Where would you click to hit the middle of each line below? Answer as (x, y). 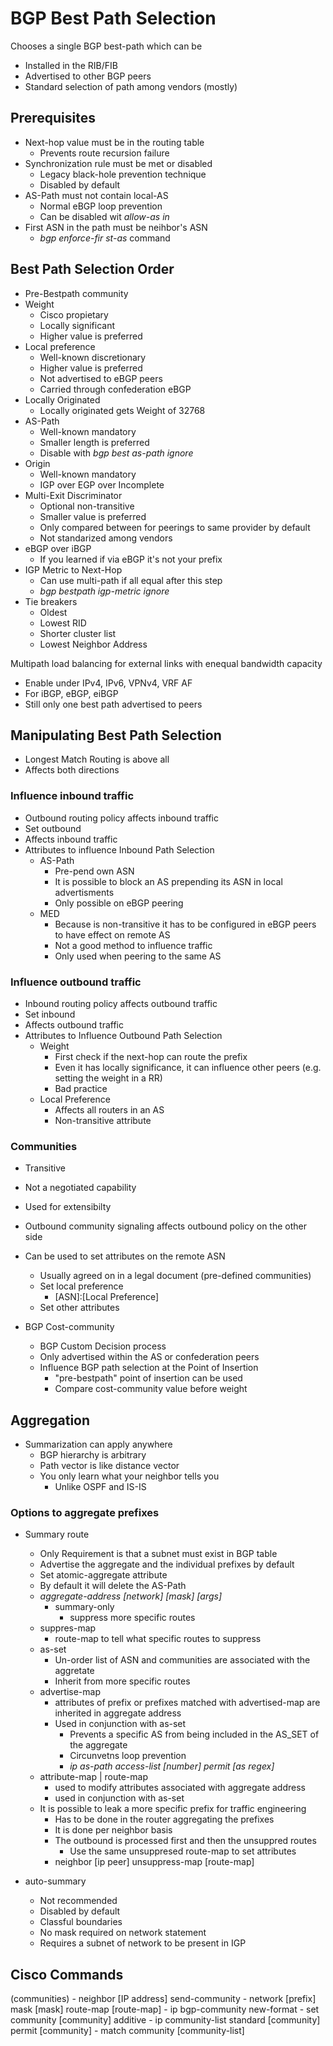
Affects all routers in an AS (109, 1109)
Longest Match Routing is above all (97, 759)
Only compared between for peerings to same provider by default (175, 527)
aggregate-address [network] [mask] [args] (131, 1596)
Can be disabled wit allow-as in (104, 216)
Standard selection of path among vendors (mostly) (131, 86)
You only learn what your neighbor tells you (129, 1476)
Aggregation (50, 1420)
